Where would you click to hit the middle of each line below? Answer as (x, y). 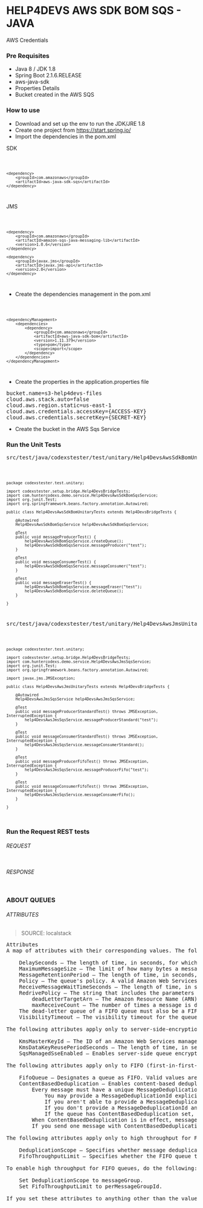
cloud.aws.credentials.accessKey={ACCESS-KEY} (76, 411)
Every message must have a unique (83, 1090)
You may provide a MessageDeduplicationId (108, 1096)
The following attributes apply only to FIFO (75, 1066)
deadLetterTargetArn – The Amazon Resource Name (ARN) (114, 999)
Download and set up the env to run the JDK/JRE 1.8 (80, 123)
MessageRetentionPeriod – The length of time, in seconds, (108, 975)
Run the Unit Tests (34, 444)
